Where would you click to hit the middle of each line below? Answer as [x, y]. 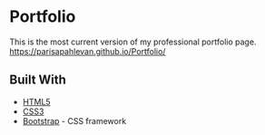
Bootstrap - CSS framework [74, 121]
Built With [38, 80]
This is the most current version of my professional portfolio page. [133, 42]
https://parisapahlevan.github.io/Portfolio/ [88, 51]
